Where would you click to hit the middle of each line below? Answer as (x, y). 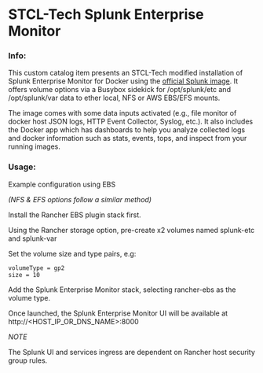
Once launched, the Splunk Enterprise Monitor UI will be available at (118, 313)
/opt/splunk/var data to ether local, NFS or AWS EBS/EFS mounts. (114, 98)
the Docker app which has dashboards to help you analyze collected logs (127, 130)
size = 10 (24, 275)
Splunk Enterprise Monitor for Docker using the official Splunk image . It (123, 81)
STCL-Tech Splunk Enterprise (106, 15)
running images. (34, 146)
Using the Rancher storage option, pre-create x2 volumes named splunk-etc (131, 230)
